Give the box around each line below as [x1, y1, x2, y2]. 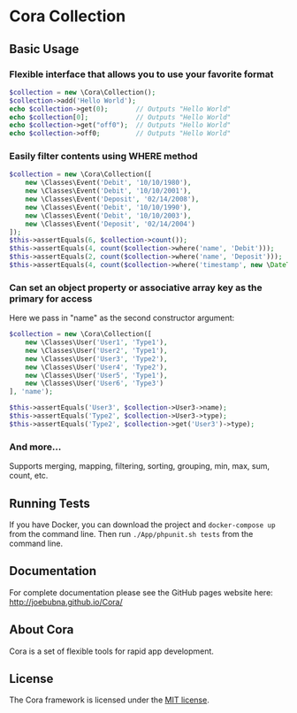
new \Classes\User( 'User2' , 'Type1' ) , [25, 346, 168, 355]
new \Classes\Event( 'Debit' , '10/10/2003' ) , [25, 211, 192, 220]
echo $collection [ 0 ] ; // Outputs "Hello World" [9, 112, 232, 121]
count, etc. [9, 471, 49, 481]
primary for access [9, 292, 93, 304]
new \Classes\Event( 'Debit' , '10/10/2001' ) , [25, 187, 192, 195]
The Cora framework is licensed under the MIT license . [9, 694, 209, 705]
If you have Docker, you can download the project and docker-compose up [9, 519, 276, 530]
